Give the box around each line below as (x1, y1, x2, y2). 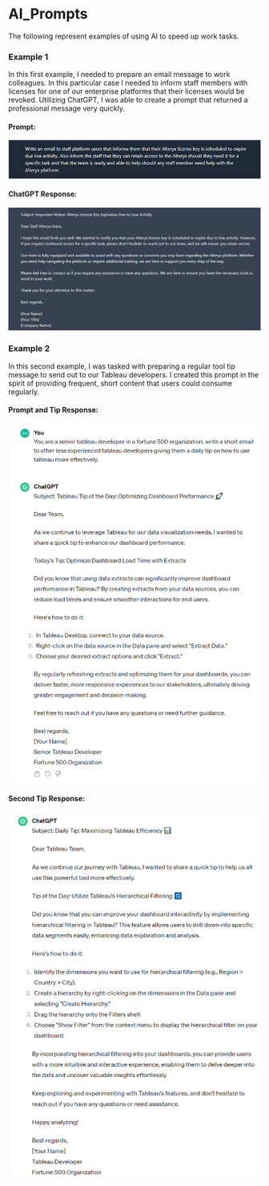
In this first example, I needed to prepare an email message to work (8, 70, 231, 79)
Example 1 (8, 51, 49, 63)
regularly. (8, 386, 40, 397)
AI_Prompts (8, 5, 88, 23)
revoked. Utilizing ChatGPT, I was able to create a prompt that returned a (8, 95, 248, 105)
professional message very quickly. (8, 103, 126, 113)
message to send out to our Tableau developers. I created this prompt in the (8, 369, 259, 379)
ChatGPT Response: (8, 189, 78, 199)
